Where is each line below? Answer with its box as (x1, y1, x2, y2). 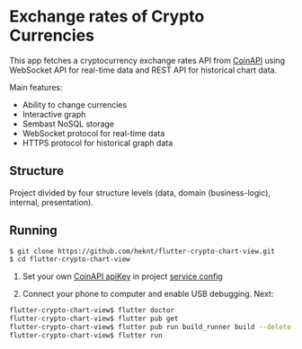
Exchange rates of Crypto (9, 6, 205, 27)
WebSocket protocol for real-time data (22, 127, 165, 138)
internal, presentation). (9, 196, 94, 207)
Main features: (9, 82, 63, 92)
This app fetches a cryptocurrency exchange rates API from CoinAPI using (9, 55, 286, 65)
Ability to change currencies (22, 99, 128, 109)
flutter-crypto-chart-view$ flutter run (9, 330, 164, 340)
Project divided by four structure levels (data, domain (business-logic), (9, 187, 271, 198)
